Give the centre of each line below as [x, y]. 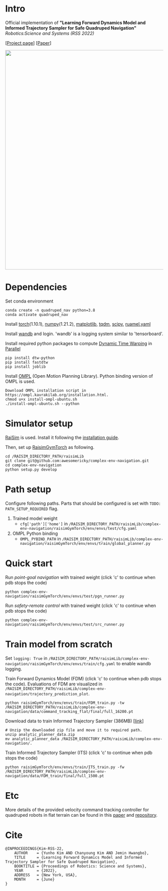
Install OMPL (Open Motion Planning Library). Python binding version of [79, 376]
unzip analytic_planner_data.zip [40, 734]
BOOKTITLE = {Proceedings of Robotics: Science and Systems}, [80, 866]
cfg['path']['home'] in [44, 524]
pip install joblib [26, 367]
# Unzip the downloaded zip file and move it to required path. [74, 730]
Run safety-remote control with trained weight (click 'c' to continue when [81, 606]
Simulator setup [39, 424]
